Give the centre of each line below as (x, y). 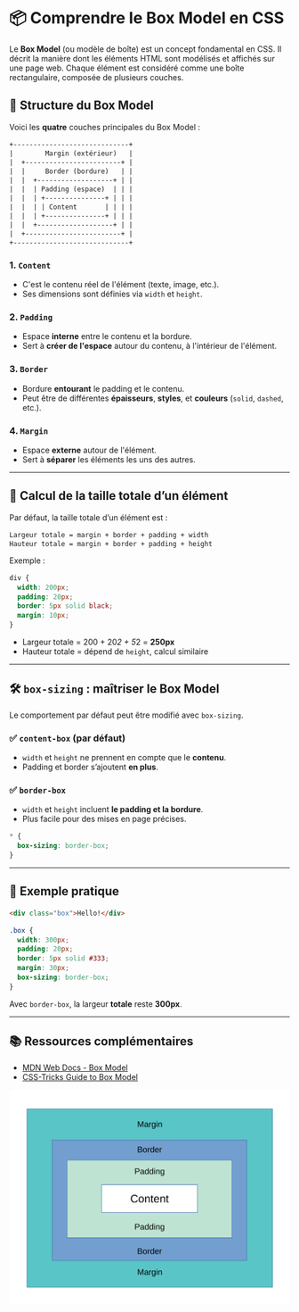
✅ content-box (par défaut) (68, 738)
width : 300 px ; (43, 940)
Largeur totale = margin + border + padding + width (109, 535)
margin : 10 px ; (43, 616)
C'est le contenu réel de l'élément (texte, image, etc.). (121, 285)
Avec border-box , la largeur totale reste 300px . (96, 1004)
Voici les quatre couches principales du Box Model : (105, 127)
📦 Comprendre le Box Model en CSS (147, 18)
